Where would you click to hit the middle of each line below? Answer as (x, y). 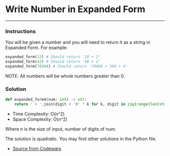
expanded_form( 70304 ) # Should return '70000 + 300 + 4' (67, 66)
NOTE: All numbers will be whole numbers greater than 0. (65, 76)
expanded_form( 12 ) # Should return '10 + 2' (53, 57)
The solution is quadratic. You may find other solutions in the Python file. (81, 139)
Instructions (21, 31)
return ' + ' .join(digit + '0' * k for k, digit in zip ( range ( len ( (87, 105)
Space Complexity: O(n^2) (40, 119)
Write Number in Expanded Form (75, 9)
